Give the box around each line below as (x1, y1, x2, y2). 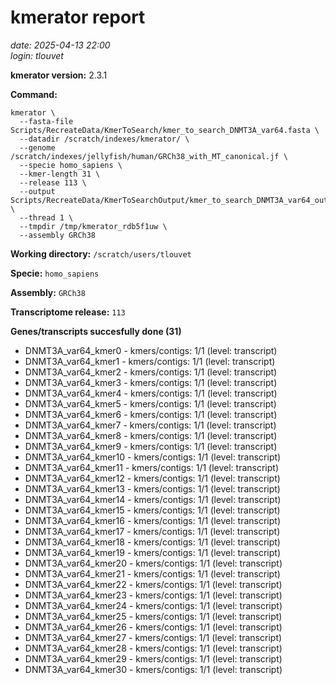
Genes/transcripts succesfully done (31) (10, 325, 182, 337)
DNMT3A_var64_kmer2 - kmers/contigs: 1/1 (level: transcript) (24, 366, 278, 378)
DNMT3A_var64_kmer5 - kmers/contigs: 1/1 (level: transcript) (24, 397, 277, 410)
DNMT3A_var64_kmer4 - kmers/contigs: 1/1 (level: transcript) (24, 387, 278, 399)
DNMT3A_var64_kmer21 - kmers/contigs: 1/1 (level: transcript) (24, 567, 281, 580)
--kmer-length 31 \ (19, 169, 101, 179)
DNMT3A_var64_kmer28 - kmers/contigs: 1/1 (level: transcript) (24, 642, 283, 654)
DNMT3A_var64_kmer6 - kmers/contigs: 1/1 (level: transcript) (24, 408, 278, 420)
